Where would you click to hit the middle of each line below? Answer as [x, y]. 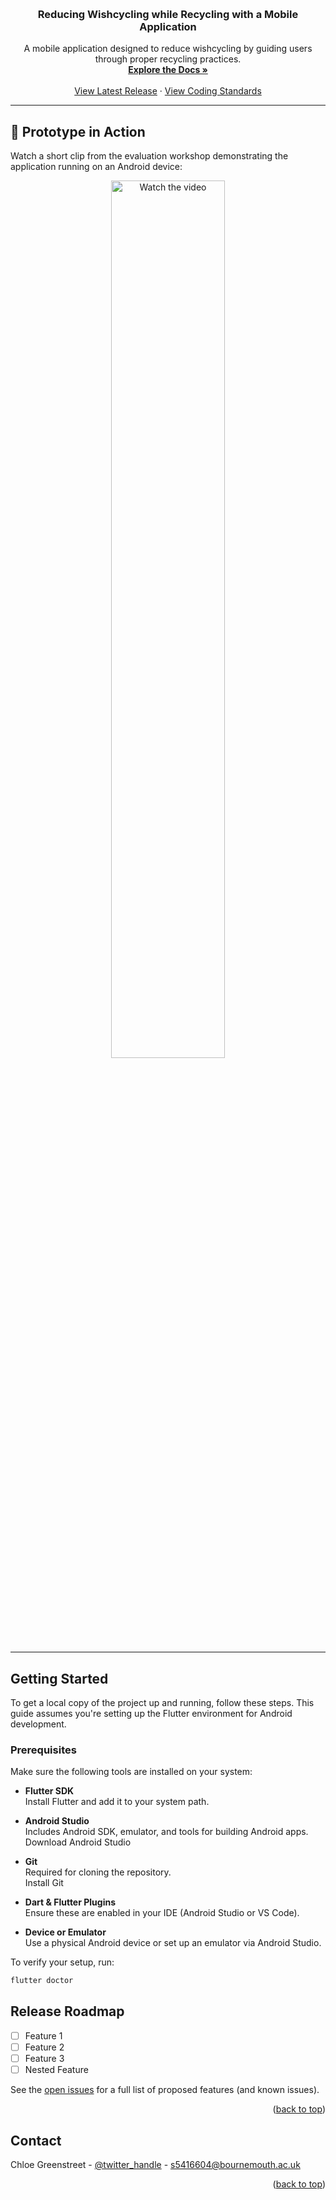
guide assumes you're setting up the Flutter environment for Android [151, 1713]
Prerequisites [43, 1750]
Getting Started [59, 1678]
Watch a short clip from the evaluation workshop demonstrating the [149, 156]
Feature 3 [44, 2059]
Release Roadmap [67, 2011]
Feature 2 [44, 2047]
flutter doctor [42, 1981]
